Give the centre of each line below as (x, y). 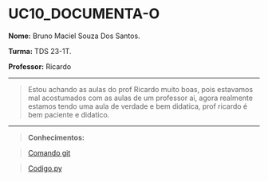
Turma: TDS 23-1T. (40, 51)
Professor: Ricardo (40, 66)
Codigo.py (45, 168)
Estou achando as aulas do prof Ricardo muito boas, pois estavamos (140, 89)
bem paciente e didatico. (69, 114)
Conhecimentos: (56, 137)
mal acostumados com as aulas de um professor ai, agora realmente (140, 98)
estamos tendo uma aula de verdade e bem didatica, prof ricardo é (138, 106)
